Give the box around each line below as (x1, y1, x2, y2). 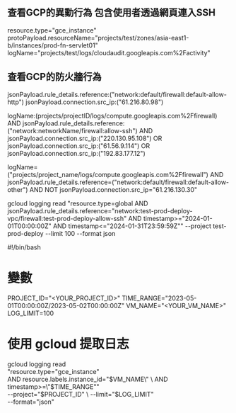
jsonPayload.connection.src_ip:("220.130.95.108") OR (7, 134, 163, 142)
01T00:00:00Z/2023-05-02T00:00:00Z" (7, 301, 125, 310)
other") (7, 185, 28, 193)
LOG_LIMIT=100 (7, 309, 54, 317)
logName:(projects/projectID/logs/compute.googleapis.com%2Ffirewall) (7, 111, 218, 120)
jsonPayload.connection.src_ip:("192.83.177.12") (7, 149, 146, 157)
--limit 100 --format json (45, 229, 116, 237)
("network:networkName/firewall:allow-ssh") (7, 126, 138, 135)
